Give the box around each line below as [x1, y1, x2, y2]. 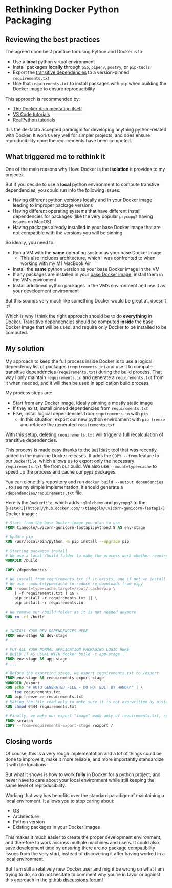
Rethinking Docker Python [5, 4, 119, 15]
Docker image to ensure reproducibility [12, 86, 96, 92]
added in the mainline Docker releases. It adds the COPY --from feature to [5, 452, 160, 458]
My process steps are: [5, 389, 53, 396]
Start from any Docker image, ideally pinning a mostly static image [12, 400, 153, 406]
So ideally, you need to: [5, 239, 55, 245]
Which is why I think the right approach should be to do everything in [5, 313, 152, 319]
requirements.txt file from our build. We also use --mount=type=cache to [5, 463, 157, 469]
